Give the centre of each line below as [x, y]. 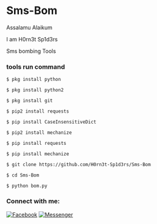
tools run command [36, 66]
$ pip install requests [37, 144]
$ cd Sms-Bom [23, 175]
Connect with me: [33, 201]
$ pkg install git [30, 101]
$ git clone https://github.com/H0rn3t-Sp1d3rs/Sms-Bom [78, 165]
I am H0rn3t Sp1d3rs [32, 39]
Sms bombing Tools [31, 51]
